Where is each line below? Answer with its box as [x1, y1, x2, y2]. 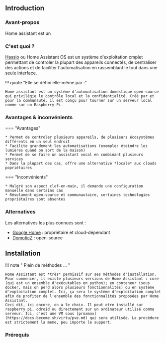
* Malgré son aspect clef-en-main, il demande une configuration [5, 184, 143, 189]
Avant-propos [5, 19, 40, 26]
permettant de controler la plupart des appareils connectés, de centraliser [5, 59, 157, 65]
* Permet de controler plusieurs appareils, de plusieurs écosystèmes [5, 135, 155, 140]
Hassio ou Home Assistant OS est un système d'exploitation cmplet [5, 54, 143, 60]
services [5, 157, 23, 162]
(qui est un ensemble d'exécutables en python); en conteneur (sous [5, 281, 150, 286]
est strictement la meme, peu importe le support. [5, 320, 112, 325]
